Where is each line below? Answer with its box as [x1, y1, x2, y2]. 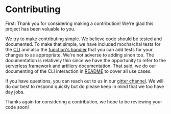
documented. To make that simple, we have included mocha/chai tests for [5, 41, 161, 47]
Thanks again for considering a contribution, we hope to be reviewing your [5, 98, 162, 105]
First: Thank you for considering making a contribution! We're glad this [5, 20, 154, 26]
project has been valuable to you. [5, 25, 76, 32]
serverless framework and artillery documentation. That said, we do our [5, 63, 157, 69]
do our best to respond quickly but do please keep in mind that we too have [5, 83, 164, 90]
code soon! [5, 104, 29, 110]
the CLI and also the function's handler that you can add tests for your [5, 46, 153, 52]
